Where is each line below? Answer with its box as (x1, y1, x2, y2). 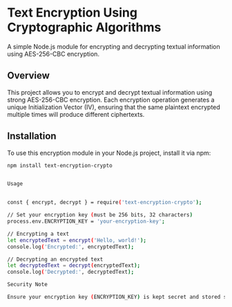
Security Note (7, 281, 48, 288)
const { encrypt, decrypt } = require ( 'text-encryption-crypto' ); (7, 199, 202, 206)
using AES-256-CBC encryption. (7, 50, 100, 58)
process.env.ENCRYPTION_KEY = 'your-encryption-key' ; (7, 218, 166, 225)
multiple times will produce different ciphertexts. (7, 110, 145, 118)
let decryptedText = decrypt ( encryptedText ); (7, 262, 140, 269)
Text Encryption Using (7, 5, 138, 21)
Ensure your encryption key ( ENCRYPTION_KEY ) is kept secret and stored (7, 294, 221, 301)
